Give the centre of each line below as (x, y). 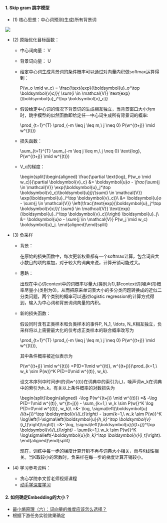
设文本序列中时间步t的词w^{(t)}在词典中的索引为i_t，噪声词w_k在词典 (91, 382)
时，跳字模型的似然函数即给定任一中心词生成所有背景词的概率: (84, 115)
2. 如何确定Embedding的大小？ (37, 497)
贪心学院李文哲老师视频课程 (48, 478)
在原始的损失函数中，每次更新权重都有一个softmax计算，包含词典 (87, 256)
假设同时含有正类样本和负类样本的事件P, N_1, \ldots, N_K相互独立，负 (91, 324)
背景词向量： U (35, 61)
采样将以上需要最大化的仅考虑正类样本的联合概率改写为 (77, 330)
